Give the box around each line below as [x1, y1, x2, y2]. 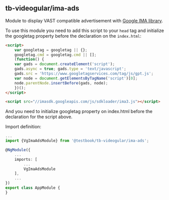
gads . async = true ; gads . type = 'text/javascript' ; [14, 66, 126, 72]
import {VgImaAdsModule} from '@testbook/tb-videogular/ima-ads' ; [5, 138, 149, 144]
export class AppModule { [5, 185, 60, 190]
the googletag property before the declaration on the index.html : [5, 33, 142, 39]
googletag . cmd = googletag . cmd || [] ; [14, 52, 97, 58]
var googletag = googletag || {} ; [14, 47, 88, 52]
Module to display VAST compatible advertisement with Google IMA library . [5, 17, 163, 23]
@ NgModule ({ [5, 148, 31, 153]
